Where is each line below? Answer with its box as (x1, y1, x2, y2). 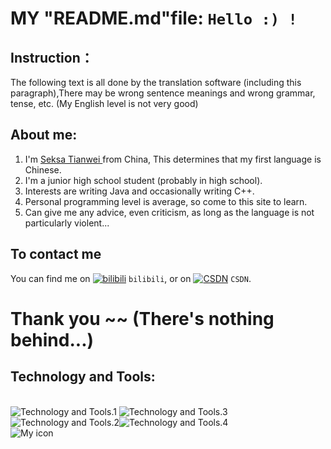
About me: (10, 127, 78, 144)
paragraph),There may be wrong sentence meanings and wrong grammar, (10, 87, 316, 99)
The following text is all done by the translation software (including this (10, 77, 302, 88)
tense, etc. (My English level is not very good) (10, 98, 199, 109)
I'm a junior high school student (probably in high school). (24, 174, 263, 186)
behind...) (10, 328, 95, 351)
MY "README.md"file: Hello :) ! (10, 7, 298, 30)
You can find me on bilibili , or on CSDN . (10, 272, 252, 284)
